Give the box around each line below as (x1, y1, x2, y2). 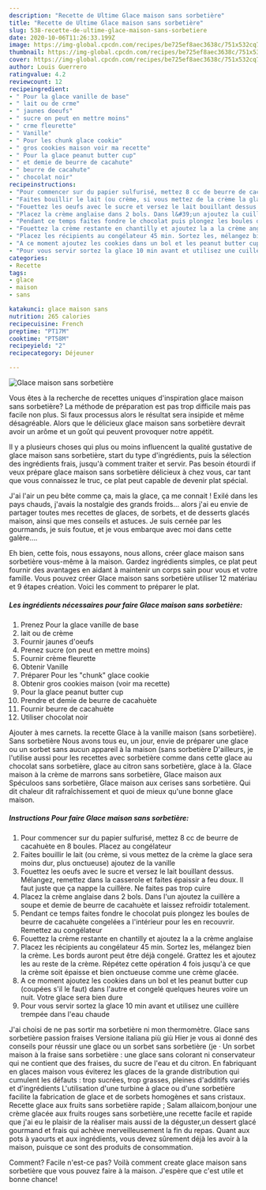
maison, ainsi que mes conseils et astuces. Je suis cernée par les (9, 516, 222, 526)
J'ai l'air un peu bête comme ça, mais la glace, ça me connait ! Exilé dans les (9, 491, 259, 501)
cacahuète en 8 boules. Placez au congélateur (20, 841, 172, 851)
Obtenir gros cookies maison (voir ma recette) (20, 678, 170, 688)
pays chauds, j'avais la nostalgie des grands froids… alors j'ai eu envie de (9, 500, 249, 508)
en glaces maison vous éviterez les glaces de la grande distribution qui (9, 1067, 240, 1076)
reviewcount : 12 (9, 77, 62, 85)
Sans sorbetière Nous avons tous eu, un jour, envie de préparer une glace (9, 736, 249, 746)
